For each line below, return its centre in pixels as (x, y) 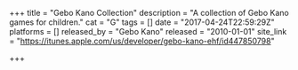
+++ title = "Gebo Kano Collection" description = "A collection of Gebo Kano (149, 13)
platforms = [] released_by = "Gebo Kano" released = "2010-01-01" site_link (148, 31)
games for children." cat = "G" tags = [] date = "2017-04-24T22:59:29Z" (142, 22)
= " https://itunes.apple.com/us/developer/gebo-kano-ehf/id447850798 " (142, 41)
